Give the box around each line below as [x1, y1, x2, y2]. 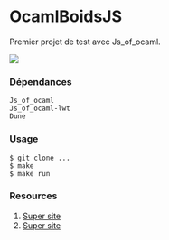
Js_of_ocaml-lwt [9, 104, 70, 114]
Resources [9, 189, 58, 202]
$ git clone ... [9, 153, 70, 162]
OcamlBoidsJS [9, 6, 123, 27]
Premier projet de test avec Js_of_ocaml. [9, 36, 161, 47]
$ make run [9, 169, 51, 178]
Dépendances [9, 75, 72, 88]
